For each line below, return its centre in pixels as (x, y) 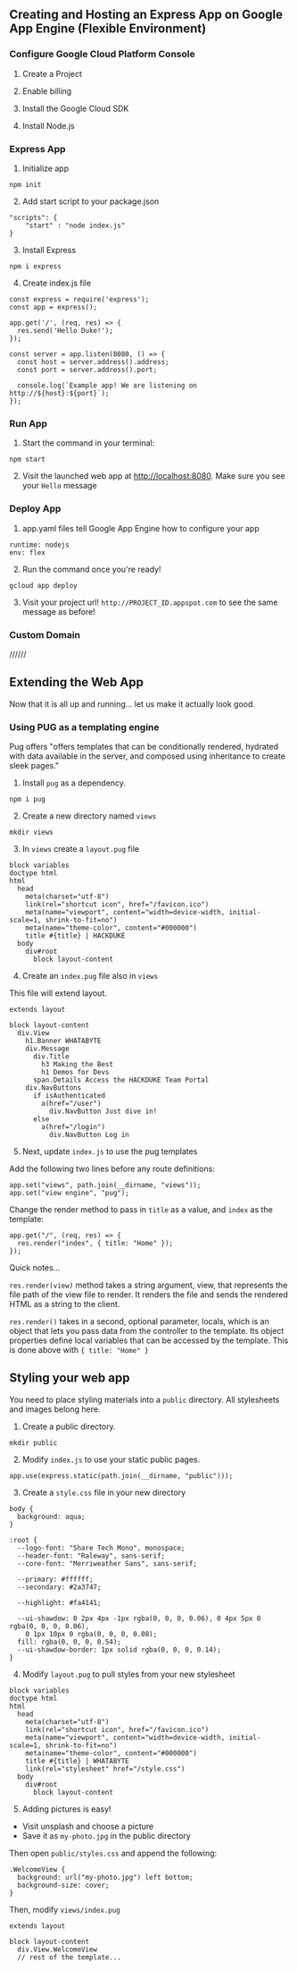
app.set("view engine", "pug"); (69, 1193)
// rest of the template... (70, 1957)
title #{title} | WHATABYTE (77, 1761)
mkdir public (33, 1443)
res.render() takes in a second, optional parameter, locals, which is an (139, 1321)
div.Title (51, 1056)
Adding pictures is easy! (66, 1809)
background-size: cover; (63, 1885)
